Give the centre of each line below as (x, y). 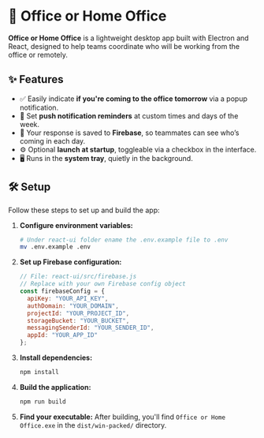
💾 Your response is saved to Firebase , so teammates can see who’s (129, 133)
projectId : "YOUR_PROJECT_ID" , (78, 313)
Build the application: (55, 387)
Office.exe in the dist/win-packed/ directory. (93, 425)
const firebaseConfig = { (62, 291)
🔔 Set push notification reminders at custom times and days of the (129, 116)
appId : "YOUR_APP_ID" (63, 335)
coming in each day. (52, 140)
